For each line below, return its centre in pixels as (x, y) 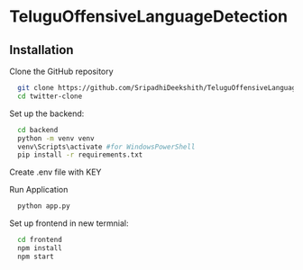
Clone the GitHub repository (62, 71)
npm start (36, 256)
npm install (40, 248)
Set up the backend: (47, 113)
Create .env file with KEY (55, 172)
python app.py (44, 206)
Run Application (39, 190)
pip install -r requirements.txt (80, 155)
